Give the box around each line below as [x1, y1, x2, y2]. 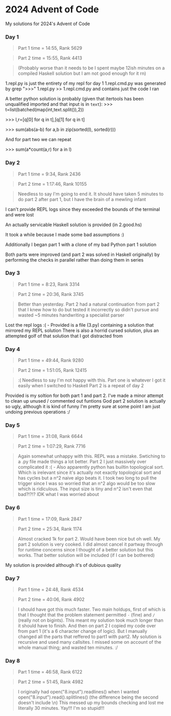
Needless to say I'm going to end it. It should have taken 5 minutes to [17, 191, 164, 197]
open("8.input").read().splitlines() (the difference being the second [17, 694, 159, 701]
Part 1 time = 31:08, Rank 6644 [17, 433, 83, 440]
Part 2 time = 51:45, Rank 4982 [17, 679, 83, 685]
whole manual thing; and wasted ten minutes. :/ [17, 645, 118, 651]
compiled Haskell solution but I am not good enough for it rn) [17, 70, 146, 76]
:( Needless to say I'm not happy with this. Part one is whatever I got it [17, 377, 165, 383]
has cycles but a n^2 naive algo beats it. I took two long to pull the [17, 475, 157, 481]
